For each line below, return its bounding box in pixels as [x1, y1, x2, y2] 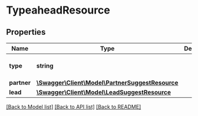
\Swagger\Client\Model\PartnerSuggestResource [36, 79, 179, 87]
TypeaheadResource [6, 4, 110, 17]
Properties [6, 27, 46, 37]
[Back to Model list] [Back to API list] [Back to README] [6, 104, 141, 110]
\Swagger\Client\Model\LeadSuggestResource [36, 88, 171, 96]
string [36, 62, 54, 69]
